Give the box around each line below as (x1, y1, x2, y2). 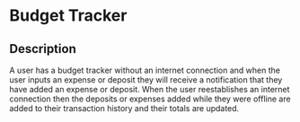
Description (9, 41, 76, 57)
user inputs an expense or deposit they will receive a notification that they (9, 74, 283, 85)
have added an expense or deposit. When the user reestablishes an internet (9, 84, 290, 94)
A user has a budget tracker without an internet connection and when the (9, 65, 281, 75)
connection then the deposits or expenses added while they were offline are (9, 93, 291, 104)
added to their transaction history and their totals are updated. (9, 103, 240, 113)
